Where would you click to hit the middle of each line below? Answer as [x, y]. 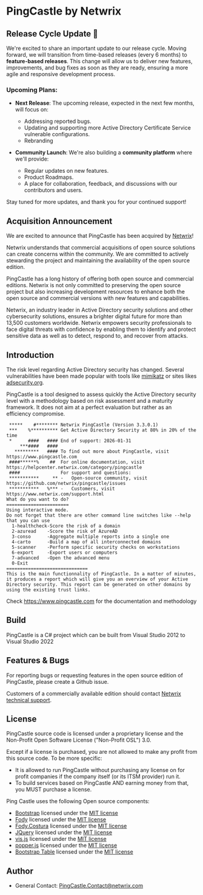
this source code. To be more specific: [54, 758]
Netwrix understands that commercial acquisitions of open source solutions [101, 248]
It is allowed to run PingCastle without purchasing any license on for [100, 770]
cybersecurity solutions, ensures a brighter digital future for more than [94, 316]
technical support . [29, 700]
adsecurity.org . [25, 382]
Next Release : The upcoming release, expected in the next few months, [105, 103]
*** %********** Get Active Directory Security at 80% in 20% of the [103, 430]
